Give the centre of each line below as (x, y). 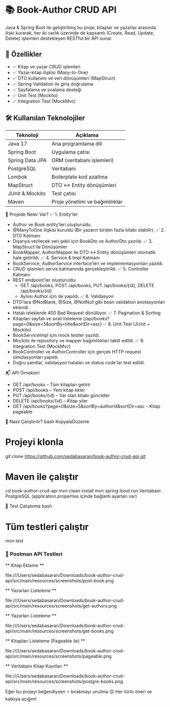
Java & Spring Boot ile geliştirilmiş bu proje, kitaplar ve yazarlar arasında (81, 27)
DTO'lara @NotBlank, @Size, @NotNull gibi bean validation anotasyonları (89, 302)
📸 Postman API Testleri (34, 554)
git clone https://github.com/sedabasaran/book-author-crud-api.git (76, 456)
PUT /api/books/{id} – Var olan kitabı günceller (61, 395)
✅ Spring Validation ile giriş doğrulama (53, 84)
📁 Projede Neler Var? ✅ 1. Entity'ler (42, 214)
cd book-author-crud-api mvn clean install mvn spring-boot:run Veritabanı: (84, 491)
